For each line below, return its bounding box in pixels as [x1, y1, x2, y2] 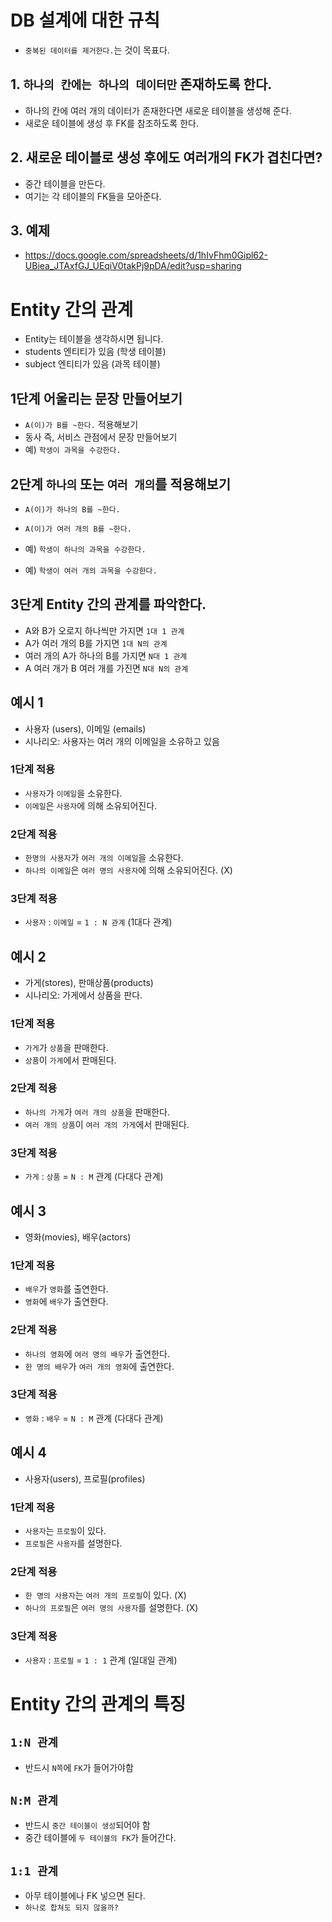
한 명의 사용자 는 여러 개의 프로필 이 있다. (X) [24, 1589, 187, 1601]
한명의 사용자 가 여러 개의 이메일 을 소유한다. [24, 852, 184, 864]
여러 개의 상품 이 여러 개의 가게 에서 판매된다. [24, 1118, 190, 1130]
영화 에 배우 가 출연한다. [24, 1296, 109, 1308]
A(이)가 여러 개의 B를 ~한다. [24, 524, 132, 534]
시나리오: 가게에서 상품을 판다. [24, 989, 143, 1001]
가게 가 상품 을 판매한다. [24, 1041, 109, 1053]
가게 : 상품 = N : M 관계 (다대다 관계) [24, 1171, 164, 1183]
